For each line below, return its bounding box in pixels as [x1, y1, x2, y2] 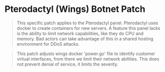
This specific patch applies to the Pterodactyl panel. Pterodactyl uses [16, 20, 159, 26]
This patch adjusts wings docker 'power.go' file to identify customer [16, 51, 156, 57]
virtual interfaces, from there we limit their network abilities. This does [16, 56, 160, 62]
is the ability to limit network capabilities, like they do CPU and [16, 30, 144, 36]
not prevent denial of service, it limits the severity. [16, 61, 119, 67]
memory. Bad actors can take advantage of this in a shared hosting [16, 36, 154, 42]
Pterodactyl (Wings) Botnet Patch [4, 3, 146, 15]
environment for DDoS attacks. [16, 41, 80, 47]
